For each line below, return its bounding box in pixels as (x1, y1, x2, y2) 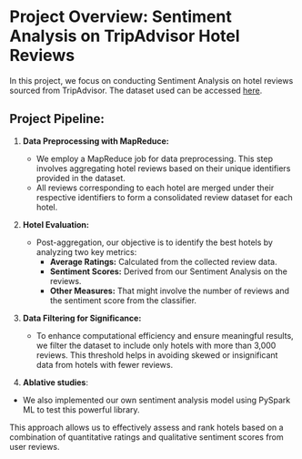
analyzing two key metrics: (35, 246, 137, 257)
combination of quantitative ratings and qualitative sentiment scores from (9, 431, 284, 443)
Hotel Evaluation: (22, 219, 89, 229)
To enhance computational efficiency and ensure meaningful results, (35, 330, 294, 341)
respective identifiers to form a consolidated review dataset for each (35, 191, 293, 202)
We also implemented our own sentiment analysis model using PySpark (22, 394, 291, 405)
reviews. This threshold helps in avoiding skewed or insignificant (35, 349, 278, 361)
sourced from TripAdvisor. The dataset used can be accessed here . (9, 85, 263, 96)
